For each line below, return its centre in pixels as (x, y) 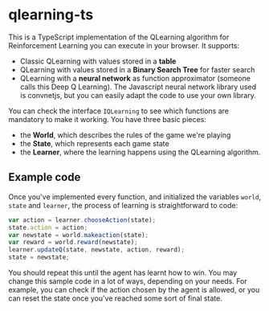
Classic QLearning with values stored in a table (98, 61)
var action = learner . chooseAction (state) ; (82, 220)
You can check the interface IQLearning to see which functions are (119, 111)
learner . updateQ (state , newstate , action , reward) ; (96, 250)
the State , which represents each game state (95, 143)
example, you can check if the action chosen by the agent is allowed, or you (134, 290)
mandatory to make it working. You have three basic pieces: (108, 119)
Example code (45, 177)
